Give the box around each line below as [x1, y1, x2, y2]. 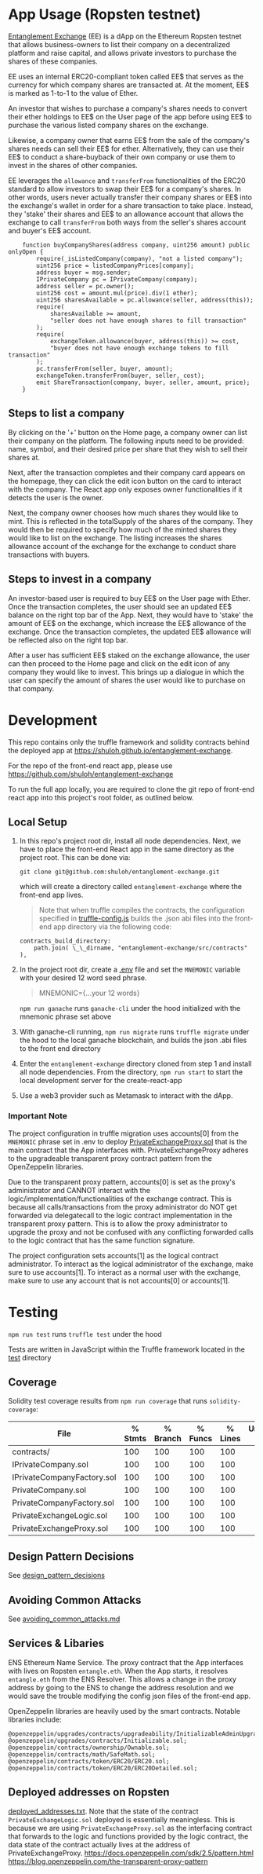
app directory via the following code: [53, 922, 172, 932]
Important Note [8, 1111, 68, 1122]
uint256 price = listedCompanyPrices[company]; [36, 262, 194, 269]
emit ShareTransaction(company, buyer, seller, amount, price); [36, 379, 250, 386]
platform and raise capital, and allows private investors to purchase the [8, 48, 237, 57]
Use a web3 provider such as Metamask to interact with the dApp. [19, 1091, 233, 1100]
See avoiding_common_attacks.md [8, 1614, 121, 1623]
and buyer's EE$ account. [8, 225, 92, 235]
